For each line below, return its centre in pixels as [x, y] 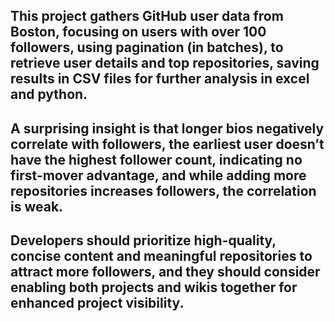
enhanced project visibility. [97, 303]
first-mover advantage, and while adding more [158, 175]
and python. [49, 94]
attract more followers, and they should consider [165, 272]
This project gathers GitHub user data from [147, 16]
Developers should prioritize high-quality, [143, 240]
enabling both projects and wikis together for [154, 287]
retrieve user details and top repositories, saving [165, 63]
